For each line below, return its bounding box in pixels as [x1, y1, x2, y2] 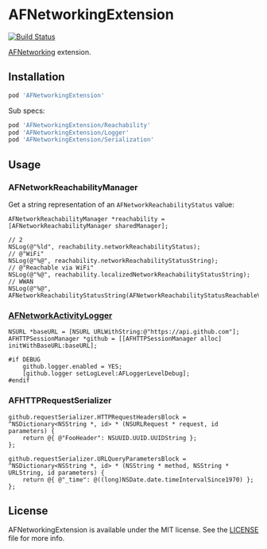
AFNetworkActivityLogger [8, 310, 113, 321]
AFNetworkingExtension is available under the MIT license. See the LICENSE [8, 525, 259, 535]
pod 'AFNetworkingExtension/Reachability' [8, 121, 151, 129]
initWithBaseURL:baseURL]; [8, 342, 98, 350]
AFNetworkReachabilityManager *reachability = [8, 215, 165, 223]
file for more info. [8, 534, 65, 543]
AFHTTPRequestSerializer [8, 395, 112, 406]
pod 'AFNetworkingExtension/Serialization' [8, 136, 155, 144]
